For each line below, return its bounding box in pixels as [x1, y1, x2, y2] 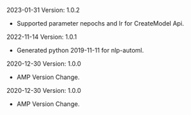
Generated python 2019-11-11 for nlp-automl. [16, 46, 144, 54]
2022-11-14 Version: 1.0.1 [6, 33, 77, 41]
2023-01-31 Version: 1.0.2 [6, 6, 81, 14]
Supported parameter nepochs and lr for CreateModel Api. [16, 19, 185, 27]
